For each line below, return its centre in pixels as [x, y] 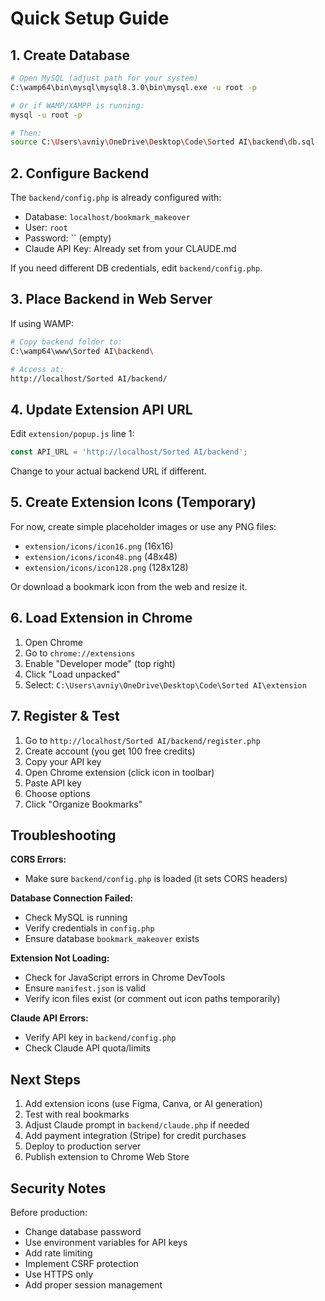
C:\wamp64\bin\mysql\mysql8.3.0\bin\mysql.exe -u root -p [133, 87]
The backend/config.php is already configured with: [116, 198]
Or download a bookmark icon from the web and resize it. [129, 586]
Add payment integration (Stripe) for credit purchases [135, 1136]
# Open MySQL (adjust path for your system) [104, 78]
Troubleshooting [63, 835]
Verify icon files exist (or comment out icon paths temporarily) [152, 999]
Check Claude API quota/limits [87, 1048]
